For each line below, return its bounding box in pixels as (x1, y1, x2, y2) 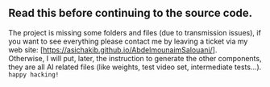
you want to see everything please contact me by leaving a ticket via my (8, 36, 248, 46)
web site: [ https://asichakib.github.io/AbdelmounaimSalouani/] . (8, 44, 218, 55)
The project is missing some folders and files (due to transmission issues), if (8, 27, 262, 37)
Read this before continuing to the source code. (8, 6, 253, 20)
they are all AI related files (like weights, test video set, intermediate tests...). (8, 62, 262, 72)
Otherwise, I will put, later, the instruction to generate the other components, (8, 53, 262, 63)
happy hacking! (8, 70, 60, 79)
